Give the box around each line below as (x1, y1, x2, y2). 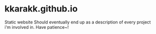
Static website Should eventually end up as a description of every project (4, 19, 151, 25)
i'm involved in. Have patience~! (4, 24, 69, 30)
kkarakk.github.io (4, 3, 78, 14)
